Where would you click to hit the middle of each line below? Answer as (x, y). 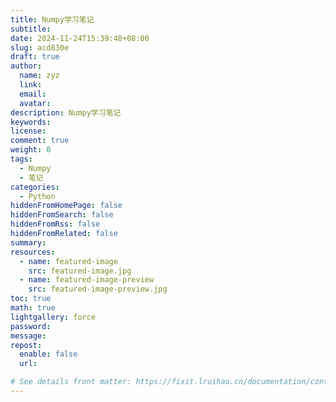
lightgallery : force (53, 317)
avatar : (35, 103)
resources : (33, 252)
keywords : (31, 122)
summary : (28, 242)
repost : (26, 345)
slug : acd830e (40, 47)
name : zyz (39, 76)
